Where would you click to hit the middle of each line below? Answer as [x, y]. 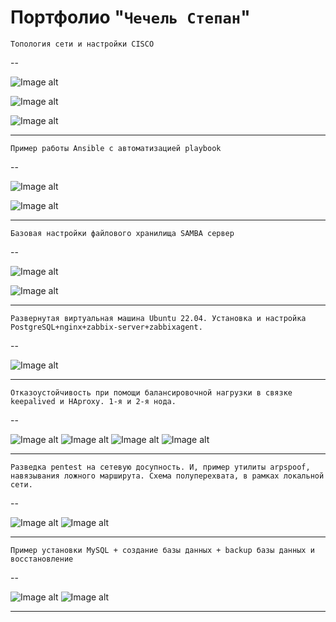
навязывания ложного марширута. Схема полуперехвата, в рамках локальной [167, 476]
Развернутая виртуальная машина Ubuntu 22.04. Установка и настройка [158, 318]
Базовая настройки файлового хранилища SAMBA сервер [122, 233]
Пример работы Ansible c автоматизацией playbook [116, 148]
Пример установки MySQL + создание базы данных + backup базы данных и [162, 550]
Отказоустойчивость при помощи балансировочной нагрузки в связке [151, 392]
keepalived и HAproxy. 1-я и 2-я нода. [93, 401]
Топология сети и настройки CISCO [82, 44]
